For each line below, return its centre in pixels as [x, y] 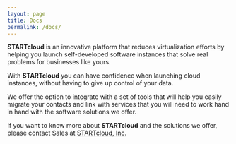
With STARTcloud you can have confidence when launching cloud [104, 76]
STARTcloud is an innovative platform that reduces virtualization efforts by [116, 47]
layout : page [26, 14]
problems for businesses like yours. [59, 62]
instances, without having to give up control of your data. [90, 83]
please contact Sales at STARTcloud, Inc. [67, 133]
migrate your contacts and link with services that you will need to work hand [118, 104]
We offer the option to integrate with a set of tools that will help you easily [114, 97]
